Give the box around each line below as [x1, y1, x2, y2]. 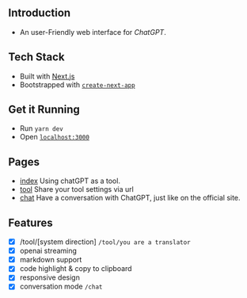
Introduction [8, 6, 71, 20]
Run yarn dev [19, 124, 63, 133]
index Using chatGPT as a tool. [19, 176, 121, 185]
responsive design [19, 273, 81, 282]
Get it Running [8, 103, 81, 117]
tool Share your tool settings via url [19, 185, 135, 194]
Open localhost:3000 [19, 132, 89, 142]
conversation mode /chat [19, 281, 103, 292]
